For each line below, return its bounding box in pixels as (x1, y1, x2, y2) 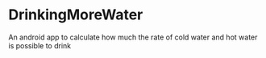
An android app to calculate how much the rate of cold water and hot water (8, 32, 258, 42)
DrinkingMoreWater (8, 6, 143, 24)
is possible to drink (8, 40, 72, 50)
